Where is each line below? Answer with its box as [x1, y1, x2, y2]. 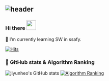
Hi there [5, 25, 25, 32]
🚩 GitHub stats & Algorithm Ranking [5, 59, 95, 66]
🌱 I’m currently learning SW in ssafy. [5, 36, 81, 42]
